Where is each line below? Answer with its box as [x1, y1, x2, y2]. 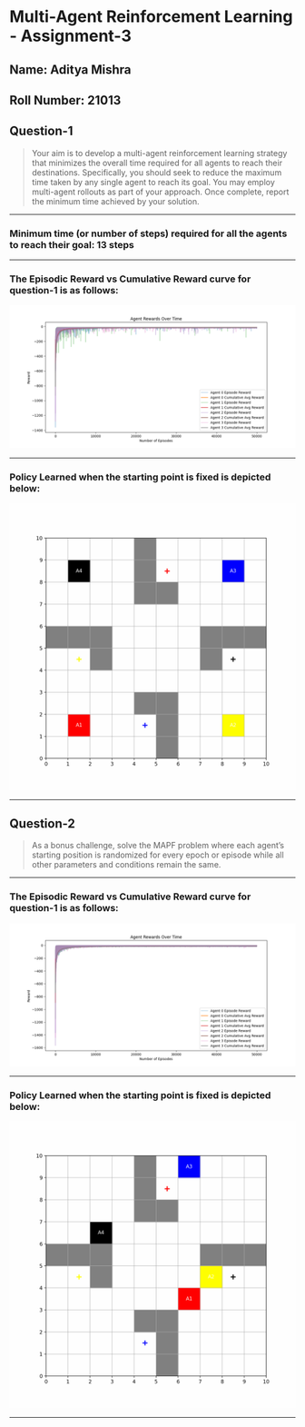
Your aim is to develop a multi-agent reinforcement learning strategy [31, 147, 288, 158]
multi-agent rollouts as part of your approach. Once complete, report [31, 186, 290, 197]
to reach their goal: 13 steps [9, 238, 134, 251]
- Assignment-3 [9, 25, 132, 46]
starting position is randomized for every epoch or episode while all [31, 849, 284, 860]
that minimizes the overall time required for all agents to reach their [31, 157, 283, 168]
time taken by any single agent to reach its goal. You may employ [31, 176, 275, 187]
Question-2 [9, 816, 75, 832]
